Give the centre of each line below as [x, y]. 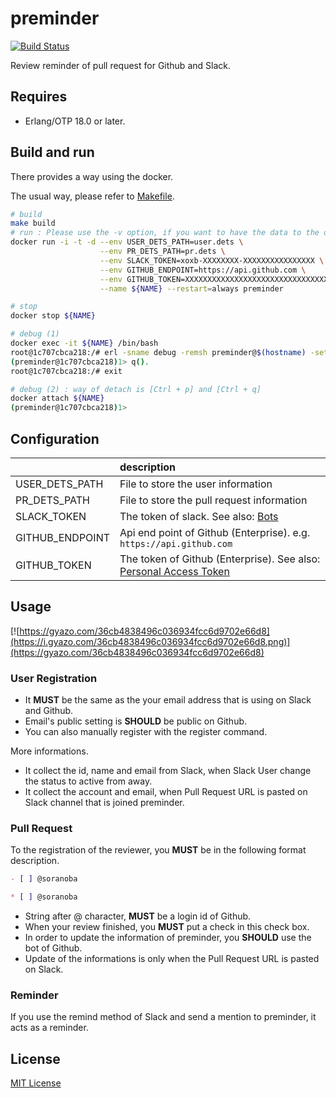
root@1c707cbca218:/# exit [66, 371]
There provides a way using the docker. [92, 176]
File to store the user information [196, 484]
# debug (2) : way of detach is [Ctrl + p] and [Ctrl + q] [136, 389]
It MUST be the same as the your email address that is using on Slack [168, 700]
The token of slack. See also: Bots [199, 516]
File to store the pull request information [213, 500]
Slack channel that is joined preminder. [104, 803]
